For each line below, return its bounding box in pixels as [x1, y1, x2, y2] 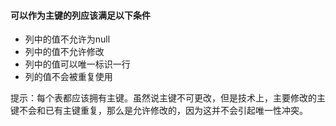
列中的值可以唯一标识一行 [24, 58, 131, 70]
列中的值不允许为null [24, 33, 111, 45]
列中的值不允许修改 [24, 46, 105, 58]
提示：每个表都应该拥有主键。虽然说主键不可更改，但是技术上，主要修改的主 [10, 92, 326, 104]
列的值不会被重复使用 [24, 71, 113, 83]
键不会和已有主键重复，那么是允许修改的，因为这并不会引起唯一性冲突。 [10, 105, 308, 117]
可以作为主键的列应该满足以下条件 [10, 9, 151, 21]
